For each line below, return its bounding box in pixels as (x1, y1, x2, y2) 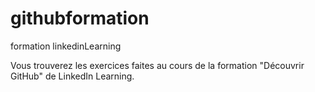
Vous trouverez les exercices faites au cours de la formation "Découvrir (10, 59, 305, 71)
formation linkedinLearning (10, 40, 122, 52)
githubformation (10, 7, 150, 30)
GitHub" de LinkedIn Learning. (10, 70, 135, 82)
